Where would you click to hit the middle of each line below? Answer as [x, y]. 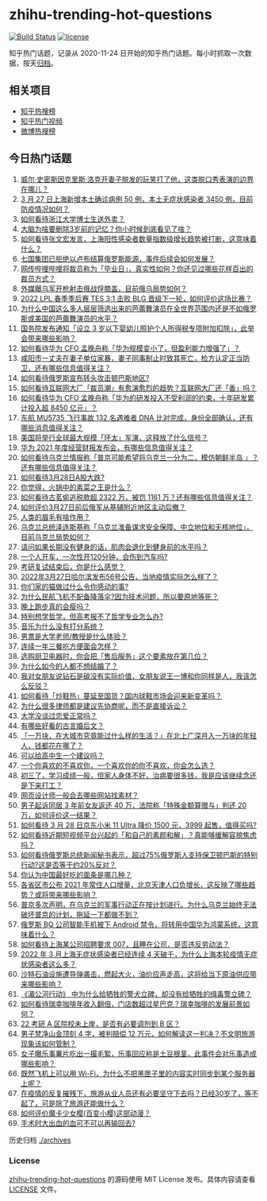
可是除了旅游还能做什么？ [83, 1103]
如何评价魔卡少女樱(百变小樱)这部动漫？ [86, 1113]
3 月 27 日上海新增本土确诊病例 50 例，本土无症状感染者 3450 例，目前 [137, 199]
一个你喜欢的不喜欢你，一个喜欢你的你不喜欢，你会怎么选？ [118, 765]
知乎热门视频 [41, 121]
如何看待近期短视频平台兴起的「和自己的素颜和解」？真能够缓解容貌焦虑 [138, 835]
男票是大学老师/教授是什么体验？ [74, 636]
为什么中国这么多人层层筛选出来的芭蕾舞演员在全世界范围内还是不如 [132, 308]
